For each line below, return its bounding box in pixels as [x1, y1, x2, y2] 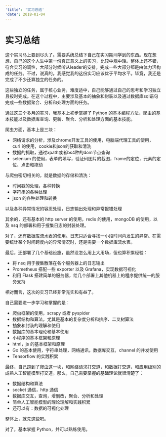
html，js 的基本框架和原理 [12, 341, 65, 347]
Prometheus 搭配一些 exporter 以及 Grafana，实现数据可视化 [12, 266, 136, 272]
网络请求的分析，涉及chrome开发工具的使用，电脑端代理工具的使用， [12, 137, 154, 143]
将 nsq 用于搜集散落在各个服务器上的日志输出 [12, 260, 105, 266]
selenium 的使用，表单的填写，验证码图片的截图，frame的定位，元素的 [12, 156, 157, 162]
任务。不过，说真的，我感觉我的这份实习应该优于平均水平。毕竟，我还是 [13, 70, 161, 77]
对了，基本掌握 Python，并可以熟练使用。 [5, 426, 90, 433]
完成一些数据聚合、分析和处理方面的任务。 [5, 99, 92, 105]
